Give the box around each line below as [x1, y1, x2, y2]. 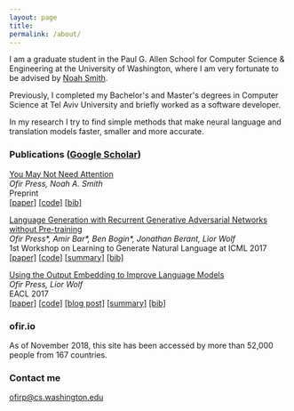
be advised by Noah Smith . [9, 73, 108, 84]
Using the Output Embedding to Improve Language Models [9, 269, 225, 280]
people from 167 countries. [9, 349, 108, 360]
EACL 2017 [9, 288, 49, 299]
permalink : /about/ [9, 29, 82, 38]
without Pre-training [9, 223, 83, 234]
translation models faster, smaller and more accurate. [9, 126, 204, 137]
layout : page [9, 12, 58, 22]
